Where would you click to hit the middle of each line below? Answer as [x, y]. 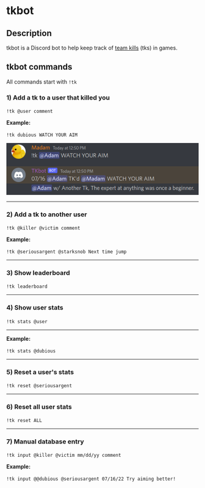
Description [29, 33]
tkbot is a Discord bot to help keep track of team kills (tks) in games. [92, 48]
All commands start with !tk [42, 82]
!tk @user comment [30, 111]
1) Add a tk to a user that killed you [58, 97]
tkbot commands [39, 67]
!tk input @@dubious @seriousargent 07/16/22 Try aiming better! [91, 479]
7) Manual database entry [45, 442]
